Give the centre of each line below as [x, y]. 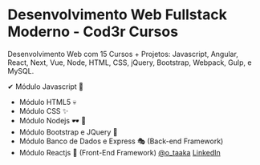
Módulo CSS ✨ [44, 111]
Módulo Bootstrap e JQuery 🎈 [68, 132]
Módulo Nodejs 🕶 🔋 [52, 120]
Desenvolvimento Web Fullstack [118, 15]
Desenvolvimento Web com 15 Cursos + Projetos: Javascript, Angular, [123, 54]
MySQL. [21, 70]
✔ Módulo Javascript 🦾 [46, 87]
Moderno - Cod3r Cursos [93, 32]
